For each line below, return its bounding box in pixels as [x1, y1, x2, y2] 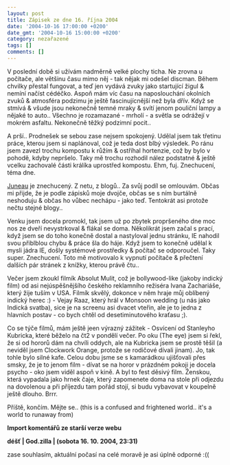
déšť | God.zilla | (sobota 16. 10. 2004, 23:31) [7, 437, 139, 445]
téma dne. [7, 168, 36, 176]
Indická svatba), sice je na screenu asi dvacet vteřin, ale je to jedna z [7, 303, 203, 312]
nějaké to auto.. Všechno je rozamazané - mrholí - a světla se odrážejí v [7, 111, 210, 119]
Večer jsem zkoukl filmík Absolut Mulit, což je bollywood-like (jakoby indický [7, 274, 223, 282]
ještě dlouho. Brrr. [7, 389, 58, 398]
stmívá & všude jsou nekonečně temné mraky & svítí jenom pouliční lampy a [7, 104, 221, 112]
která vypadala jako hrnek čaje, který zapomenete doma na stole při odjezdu [7, 375, 224, 383]
